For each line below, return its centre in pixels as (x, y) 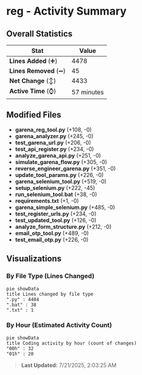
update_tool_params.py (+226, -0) (59, 175)
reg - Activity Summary (66, 11)
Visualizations (34, 259)
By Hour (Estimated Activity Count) (59, 325)
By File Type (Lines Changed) (50, 276)
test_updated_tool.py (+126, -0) (56, 220)
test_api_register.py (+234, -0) (54, 149)
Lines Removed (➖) (37, 71)
